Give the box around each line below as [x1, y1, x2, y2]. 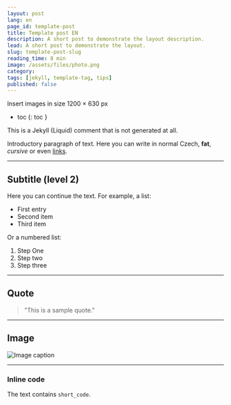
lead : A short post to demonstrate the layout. [7, 42, 146, 49]
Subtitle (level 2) [7, 173, 80, 185]
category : [7, 68, 36, 75]
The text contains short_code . [7, 390, 91, 398]
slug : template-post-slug [7, 49, 81, 56]
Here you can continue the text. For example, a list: [7, 192, 151, 200]
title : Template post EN [7, 29, 78, 37]
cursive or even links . [7, 147, 67, 155]
